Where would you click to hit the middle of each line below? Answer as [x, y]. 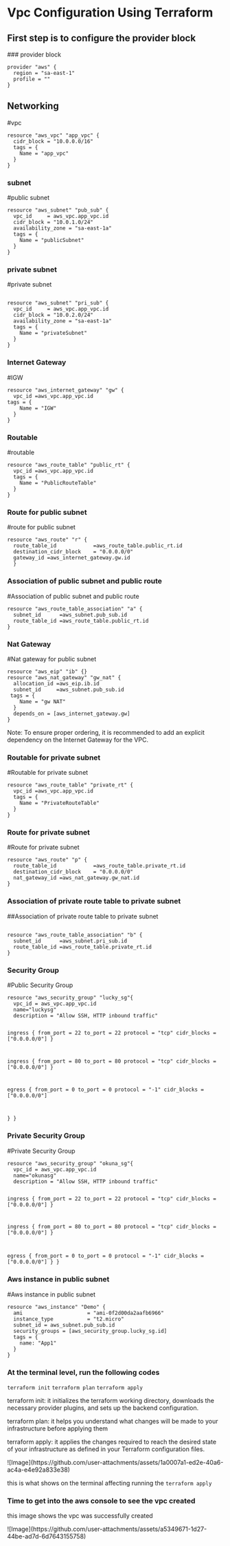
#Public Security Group [40, 985]
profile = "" [32, 79]
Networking [33, 106]
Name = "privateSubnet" [54, 333]
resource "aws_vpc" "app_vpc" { [53, 135]
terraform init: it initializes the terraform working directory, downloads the [111, 1400]
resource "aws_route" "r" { [47, 540]
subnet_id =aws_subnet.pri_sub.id [70, 941]
